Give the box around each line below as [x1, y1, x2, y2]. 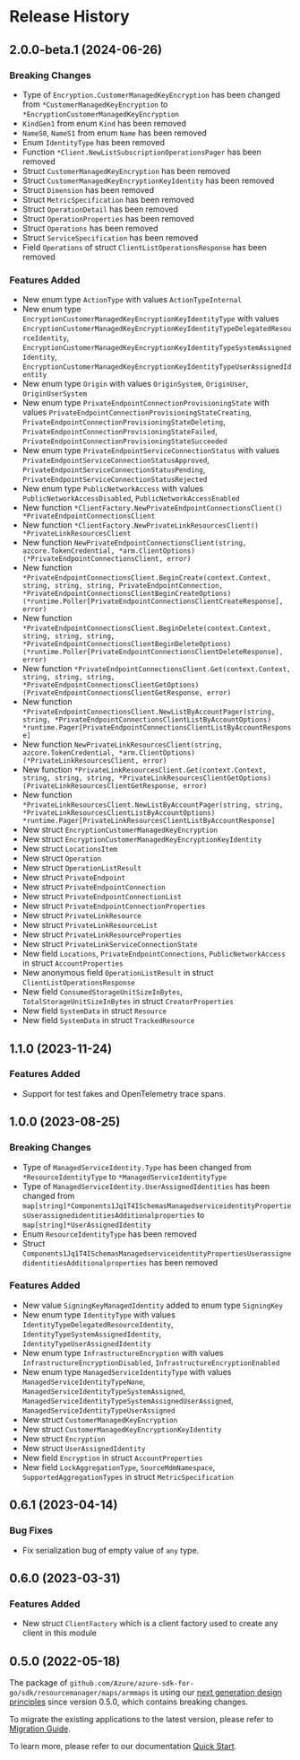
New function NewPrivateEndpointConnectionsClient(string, [21, 537, 247, 548]
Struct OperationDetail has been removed [21, 204, 179, 215]
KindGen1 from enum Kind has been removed [21, 118, 186, 128]
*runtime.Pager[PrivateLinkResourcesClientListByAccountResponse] [21, 817, 276, 826]
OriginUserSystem [21, 390, 88, 398]
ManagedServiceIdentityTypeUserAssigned [21, 1406, 176, 1415]
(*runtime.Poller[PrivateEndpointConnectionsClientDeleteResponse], [21, 648, 284, 657]
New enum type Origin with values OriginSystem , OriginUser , [21, 379, 249, 390]
